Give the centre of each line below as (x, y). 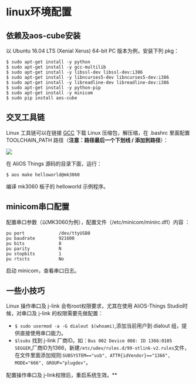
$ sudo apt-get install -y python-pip (53, 88)
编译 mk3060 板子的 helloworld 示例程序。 (58, 186)
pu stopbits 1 (34, 253)
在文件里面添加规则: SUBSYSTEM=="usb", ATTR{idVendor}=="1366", (92, 355)
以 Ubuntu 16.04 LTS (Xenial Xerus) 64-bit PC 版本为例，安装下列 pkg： (92, 51)
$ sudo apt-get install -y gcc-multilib (56, 67)
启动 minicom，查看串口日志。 (43, 271)
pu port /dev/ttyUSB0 (48, 233)
